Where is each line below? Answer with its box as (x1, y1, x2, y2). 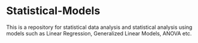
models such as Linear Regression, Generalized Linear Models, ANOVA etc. (6, 29, 192, 37)
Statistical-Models (6, 4, 100, 18)
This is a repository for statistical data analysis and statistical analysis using (6, 24, 193, 31)
